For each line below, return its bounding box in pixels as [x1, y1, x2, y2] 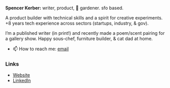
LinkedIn [12, 77, 31, 84]
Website [12, 72, 31, 78]
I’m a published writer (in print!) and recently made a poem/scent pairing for [5, 30, 165, 36]
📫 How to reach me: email [12, 46, 69, 52]
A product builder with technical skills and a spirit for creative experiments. [5, 15, 163, 20]
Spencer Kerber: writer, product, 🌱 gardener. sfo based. [5, 5, 124, 11]
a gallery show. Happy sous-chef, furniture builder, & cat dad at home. [5, 36, 153, 41]
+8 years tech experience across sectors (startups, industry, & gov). [5, 20, 149, 26]
